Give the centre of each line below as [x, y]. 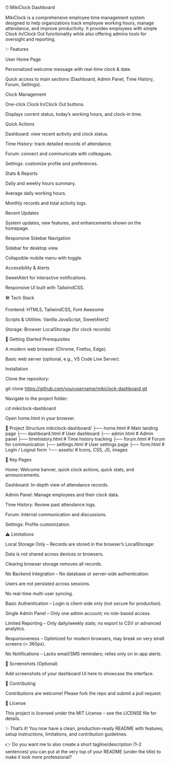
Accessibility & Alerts [27, 268]
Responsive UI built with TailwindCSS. [45, 287]
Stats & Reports [22, 173]
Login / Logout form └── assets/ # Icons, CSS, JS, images [66, 450]
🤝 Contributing [21, 683]
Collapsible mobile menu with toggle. [44, 258]
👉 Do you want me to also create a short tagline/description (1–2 [74, 744]
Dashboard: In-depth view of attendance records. [57, 485]
